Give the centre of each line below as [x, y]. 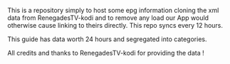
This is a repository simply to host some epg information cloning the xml [113, 10]
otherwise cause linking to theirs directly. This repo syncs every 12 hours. [115, 25]
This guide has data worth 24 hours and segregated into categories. [107, 39]
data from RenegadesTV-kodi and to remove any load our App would [108, 18]
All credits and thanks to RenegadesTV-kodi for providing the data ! [106, 53]
